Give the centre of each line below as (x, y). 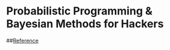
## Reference (23, 40)
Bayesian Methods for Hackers (85, 24)
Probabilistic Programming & (79, 11)
